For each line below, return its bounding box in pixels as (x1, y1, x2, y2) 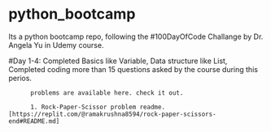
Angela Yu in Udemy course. (8, 40, 104, 49)
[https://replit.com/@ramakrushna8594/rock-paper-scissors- (8, 110, 217, 118)
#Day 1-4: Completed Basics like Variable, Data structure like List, (8, 56, 228, 66)
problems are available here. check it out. (29, 88, 184, 97)
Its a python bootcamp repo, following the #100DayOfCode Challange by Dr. (8, 32, 264, 41)
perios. (8, 73, 33, 83)
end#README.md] (8, 117, 60, 126)
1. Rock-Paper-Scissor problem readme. (29, 103, 165, 111)
